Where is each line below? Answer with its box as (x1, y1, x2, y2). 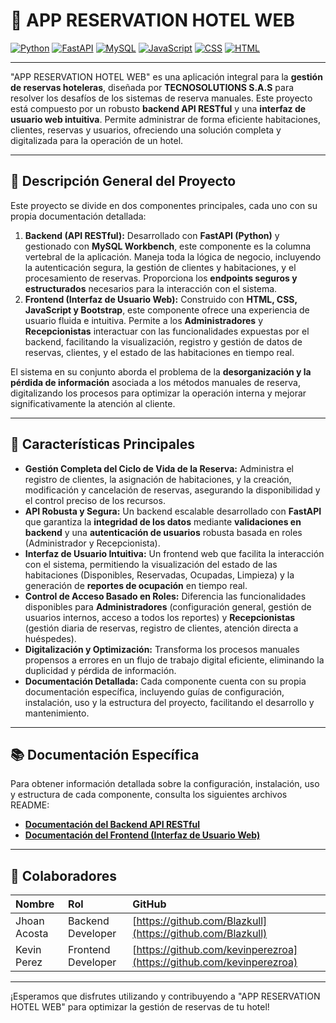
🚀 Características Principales (10, 436, 195, 453)
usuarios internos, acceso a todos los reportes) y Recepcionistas (24, 611, 296, 623)
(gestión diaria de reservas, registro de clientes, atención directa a (24, 622, 299, 634)
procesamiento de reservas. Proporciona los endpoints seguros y (24, 272, 298, 284)
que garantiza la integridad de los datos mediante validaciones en (24, 515, 302, 528)
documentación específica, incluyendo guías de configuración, (24, 685, 285, 698)
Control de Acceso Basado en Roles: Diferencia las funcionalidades (24, 590, 307, 602)
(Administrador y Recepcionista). (24, 537, 161, 549)
